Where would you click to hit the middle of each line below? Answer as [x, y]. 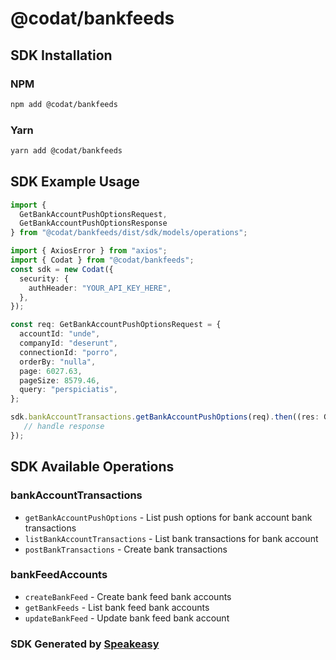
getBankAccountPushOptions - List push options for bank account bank [168, 517]
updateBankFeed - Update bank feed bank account [127, 618]
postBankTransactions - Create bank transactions [126, 549]
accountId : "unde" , [60, 334]
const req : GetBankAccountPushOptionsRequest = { [116, 325]
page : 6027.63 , [51, 371]
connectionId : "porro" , [68, 352]
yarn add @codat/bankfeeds [66, 151]
